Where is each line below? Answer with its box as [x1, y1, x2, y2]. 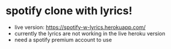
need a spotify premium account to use [14, 36, 112, 43]
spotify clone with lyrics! [5, 4, 133, 18]
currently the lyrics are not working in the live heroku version [14, 30, 166, 37]
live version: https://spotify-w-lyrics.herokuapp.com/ [14, 24, 146, 31]
